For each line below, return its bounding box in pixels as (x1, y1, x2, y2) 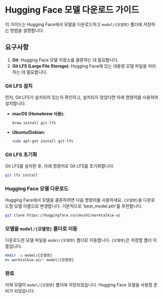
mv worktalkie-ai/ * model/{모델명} (5, 258, 74, 263)
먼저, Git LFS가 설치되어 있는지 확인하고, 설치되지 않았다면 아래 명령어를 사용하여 (5, 94, 159, 100)
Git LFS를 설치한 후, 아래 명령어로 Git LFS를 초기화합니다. (5, 163, 114, 169)
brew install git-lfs (12, 121, 56, 125)
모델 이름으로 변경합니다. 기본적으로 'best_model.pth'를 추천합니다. (14, 203, 143, 209)
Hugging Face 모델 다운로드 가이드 (5, 4, 140, 16)
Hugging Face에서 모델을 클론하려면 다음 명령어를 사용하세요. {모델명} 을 (5, 197, 143, 203)
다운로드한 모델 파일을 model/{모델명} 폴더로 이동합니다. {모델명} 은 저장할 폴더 (5, 237, 152, 243)
